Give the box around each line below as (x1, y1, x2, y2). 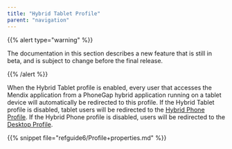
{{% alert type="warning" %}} (7, 35, 93, 44)
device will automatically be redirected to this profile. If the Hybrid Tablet (7, 98, 215, 106)
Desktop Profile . (7, 120, 53, 128)
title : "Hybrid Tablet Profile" (7, 10, 100, 17)
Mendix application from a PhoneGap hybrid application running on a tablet (7, 91, 222, 99)
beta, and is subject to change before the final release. (7, 56, 163, 64)
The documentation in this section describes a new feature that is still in (7, 49, 213, 58)
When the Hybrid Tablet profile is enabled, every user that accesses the (7, 83, 213, 91)
